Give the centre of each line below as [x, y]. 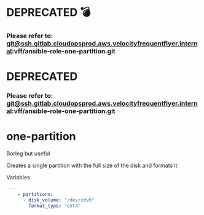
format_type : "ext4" [55, 206]
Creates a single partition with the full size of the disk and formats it [92, 166]
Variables [18, 178]
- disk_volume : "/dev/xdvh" [59, 200]
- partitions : [35, 195]
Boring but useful [28, 154]
